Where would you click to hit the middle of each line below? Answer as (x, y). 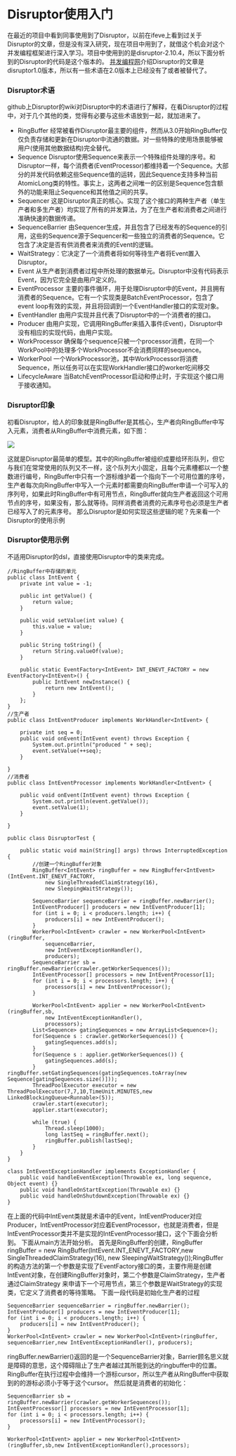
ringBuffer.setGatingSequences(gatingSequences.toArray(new (97, 1073)
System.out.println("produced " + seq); (92, 745)
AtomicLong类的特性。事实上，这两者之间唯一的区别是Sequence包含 (117, 183)
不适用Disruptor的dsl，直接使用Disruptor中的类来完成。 (88, 556)
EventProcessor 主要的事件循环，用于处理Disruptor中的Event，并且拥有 (121, 289)
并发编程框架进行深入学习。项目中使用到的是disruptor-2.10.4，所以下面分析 (116, 53)
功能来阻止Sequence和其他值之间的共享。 (91, 192)
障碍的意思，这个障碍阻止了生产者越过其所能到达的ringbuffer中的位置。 (117, 1365)
